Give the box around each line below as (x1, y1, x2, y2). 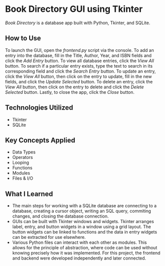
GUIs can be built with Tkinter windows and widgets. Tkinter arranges (12, 219, 154, 225)
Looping (12, 159, 30, 166)
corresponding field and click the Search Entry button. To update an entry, (5, 68, 156, 74)
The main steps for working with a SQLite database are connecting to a (12, 203, 157, 209)
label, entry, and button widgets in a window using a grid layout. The (12, 224, 151, 230)
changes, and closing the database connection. (12, 213, 109, 219)
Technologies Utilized (5, 104, 73, 112)
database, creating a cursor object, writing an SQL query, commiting (12, 208, 151, 214)
